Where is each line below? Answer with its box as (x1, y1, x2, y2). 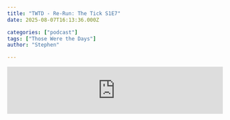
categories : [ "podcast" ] (7, 29, 78, 36)
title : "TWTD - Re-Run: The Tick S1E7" (7, 10, 121, 17)
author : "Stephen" (7, 42, 60, 49)
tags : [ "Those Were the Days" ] (7, 35, 97, 42)
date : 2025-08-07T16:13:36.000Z (7, 16, 99, 23)
